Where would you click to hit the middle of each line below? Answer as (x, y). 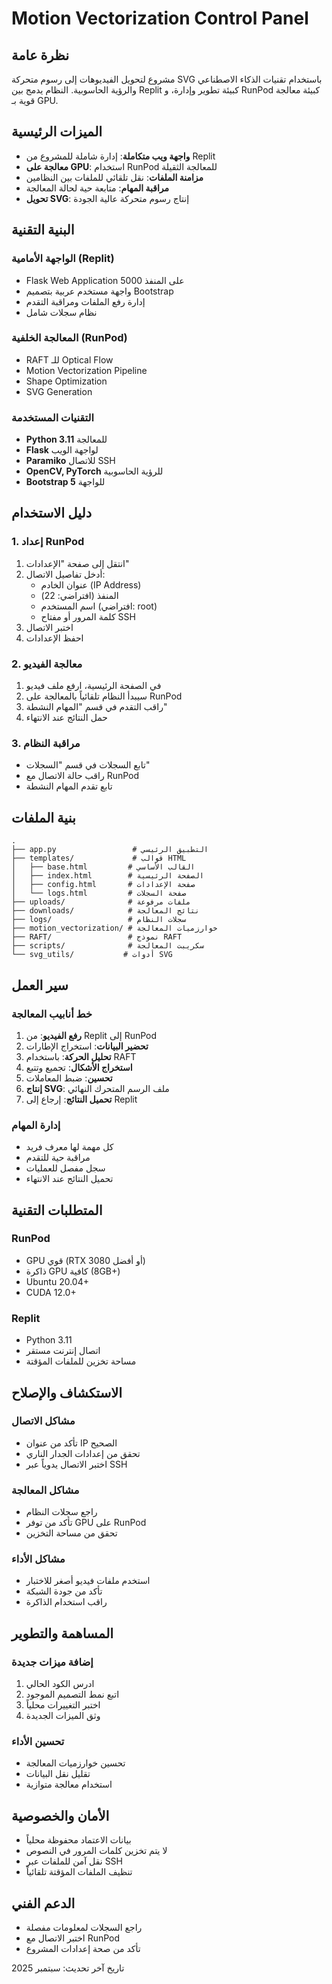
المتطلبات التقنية (57, 1210)
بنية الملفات (43, 817)
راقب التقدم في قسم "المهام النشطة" (96, 707)
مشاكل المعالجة (45, 1490)
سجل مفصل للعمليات (65, 1168)
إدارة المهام (36, 1125)
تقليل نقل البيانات (58, 1774)
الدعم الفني (43, 1903)
